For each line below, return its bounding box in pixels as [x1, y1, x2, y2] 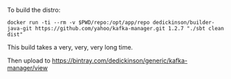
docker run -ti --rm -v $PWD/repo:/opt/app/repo [7, 19, 150, 26]
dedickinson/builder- [152, 19, 215, 26]
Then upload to [7, 56, 50, 65]
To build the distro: [7, 6, 61, 14]
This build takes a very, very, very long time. [7, 43, 133, 51]
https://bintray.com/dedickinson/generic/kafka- [51, 56, 188, 65]
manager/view [7, 64, 48, 71]
